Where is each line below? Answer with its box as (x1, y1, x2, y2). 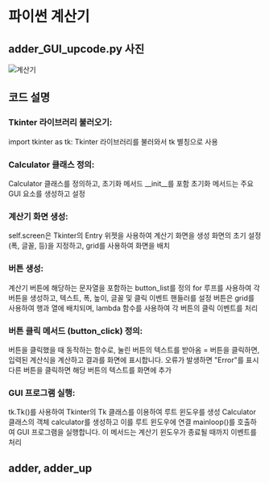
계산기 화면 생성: (8, 210, 68, 222)
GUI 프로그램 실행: (8, 387, 76, 398)
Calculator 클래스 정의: (8, 159, 95, 170)
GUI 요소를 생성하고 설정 (8, 189, 86, 198)
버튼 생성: (8, 263, 44, 274)
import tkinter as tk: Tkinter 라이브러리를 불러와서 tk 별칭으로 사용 (8, 136, 219, 146)
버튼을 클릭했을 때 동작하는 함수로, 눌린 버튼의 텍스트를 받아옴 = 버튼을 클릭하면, (8, 344, 260, 355)
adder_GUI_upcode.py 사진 (8, 42, 145, 56)
